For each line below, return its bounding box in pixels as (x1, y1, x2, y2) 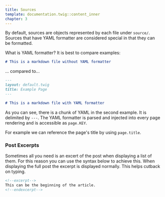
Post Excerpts (5, 141, 39, 148)
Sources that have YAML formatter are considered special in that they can (5, 35, 155, 41)
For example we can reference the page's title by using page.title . (5, 129, 141, 135)
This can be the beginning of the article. (5, 183, 96, 188)
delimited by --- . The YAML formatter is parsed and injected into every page (5, 114, 161, 121)
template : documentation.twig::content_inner (5, 12, 100, 17)
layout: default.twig (5, 82, 50, 88)
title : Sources (5, 7, 36, 12)
